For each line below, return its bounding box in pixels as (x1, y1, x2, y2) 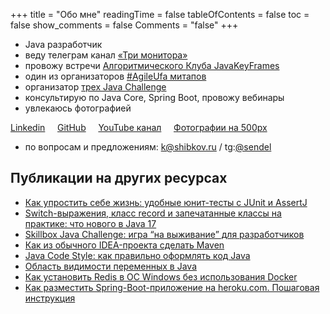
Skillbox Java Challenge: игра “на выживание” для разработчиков (24, 228, 305, 240)
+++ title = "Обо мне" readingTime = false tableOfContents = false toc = (10, 9, 310, 20)
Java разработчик (24, 39, 103, 50)
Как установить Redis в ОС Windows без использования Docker (24, 270, 298, 283)
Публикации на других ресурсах (10, 170, 228, 187)
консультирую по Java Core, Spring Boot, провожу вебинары (24, 92, 285, 103)
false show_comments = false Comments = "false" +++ (10, 19, 239, 31)
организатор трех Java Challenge (24, 81, 167, 93)
